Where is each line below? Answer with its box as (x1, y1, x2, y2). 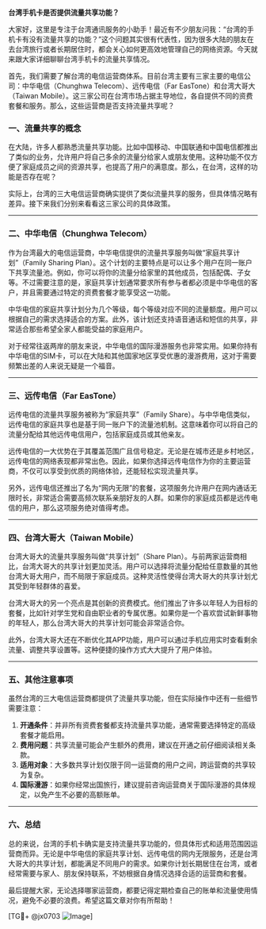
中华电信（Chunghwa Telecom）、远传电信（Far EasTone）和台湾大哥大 (21, 81, 256, 91)
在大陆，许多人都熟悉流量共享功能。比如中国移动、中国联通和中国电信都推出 (8, 142, 258, 152)
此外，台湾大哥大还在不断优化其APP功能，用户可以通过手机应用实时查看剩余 (8, 635, 258, 645)
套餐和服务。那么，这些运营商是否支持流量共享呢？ (8, 101, 175, 110)
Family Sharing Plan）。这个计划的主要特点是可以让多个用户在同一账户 (25, 257, 253, 267)
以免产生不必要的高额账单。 (33, 790, 124, 800)
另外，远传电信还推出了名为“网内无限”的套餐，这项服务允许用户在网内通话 (8, 483, 251, 492)
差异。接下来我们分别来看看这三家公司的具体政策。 (8, 199, 175, 209)
